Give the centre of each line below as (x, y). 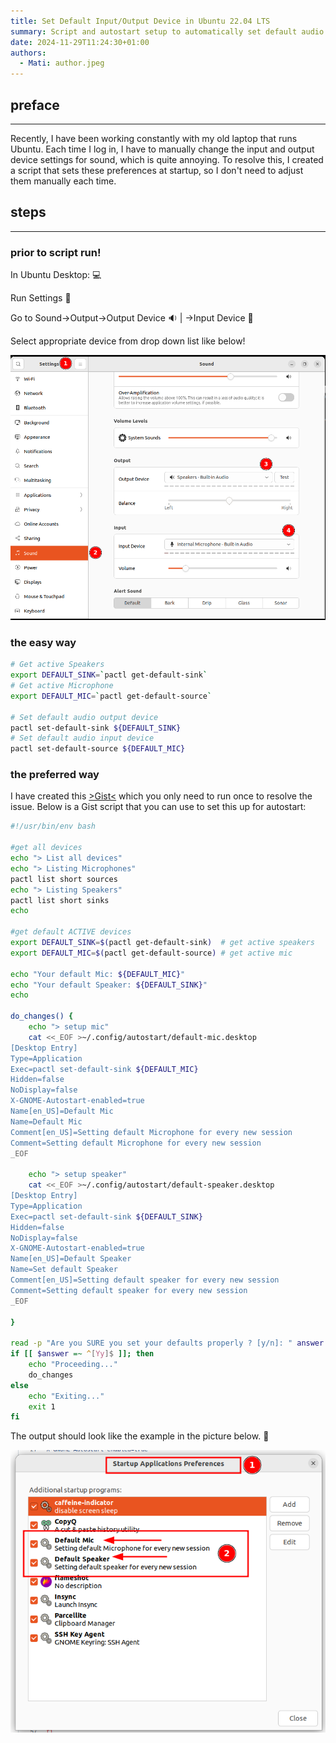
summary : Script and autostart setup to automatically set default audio (167, 31)
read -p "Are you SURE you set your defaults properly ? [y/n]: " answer (167, 1343)
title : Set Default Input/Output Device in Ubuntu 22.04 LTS (140, 21)
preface (35, 105)
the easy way (43, 642)
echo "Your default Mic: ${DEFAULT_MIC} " (98, 974)
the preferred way (55, 775)
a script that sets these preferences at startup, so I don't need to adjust (157, 170)
